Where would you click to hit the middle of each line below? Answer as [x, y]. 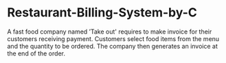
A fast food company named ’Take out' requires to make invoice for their [110, 32]
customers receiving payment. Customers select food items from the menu [113, 38]
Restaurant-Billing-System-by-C [102, 13]
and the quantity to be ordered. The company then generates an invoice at [113, 46]
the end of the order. [36, 53]
